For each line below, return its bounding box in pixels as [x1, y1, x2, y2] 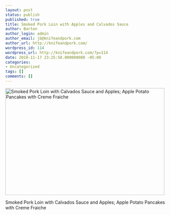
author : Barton [5, 26, 38, 32]
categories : [5, 60, 31, 65]
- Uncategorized [5, 64, 40, 69]
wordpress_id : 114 [5, 45, 44, 50]
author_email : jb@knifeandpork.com [5, 36, 81, 41]
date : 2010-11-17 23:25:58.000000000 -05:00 [5, 55, 101, 60]
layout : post [5, 7, 33, 13]
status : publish [5, 12, 40, 17]
